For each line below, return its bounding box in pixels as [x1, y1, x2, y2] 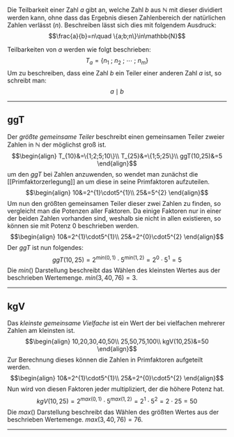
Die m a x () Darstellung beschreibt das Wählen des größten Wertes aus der [7, 408, 219, 416]
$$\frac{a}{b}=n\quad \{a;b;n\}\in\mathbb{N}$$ [48, 32, 186, 40]
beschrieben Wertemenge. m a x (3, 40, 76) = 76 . [7, 415, 143, 424]
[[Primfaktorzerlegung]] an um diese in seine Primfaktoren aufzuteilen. [7, 177, 210, 186]
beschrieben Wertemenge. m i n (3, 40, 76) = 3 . [7, 274, 138, 282]
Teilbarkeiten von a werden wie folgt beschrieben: [7, 45, 151, 54]
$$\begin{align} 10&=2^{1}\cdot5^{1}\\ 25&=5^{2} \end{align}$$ [25, 188, 209, 197]
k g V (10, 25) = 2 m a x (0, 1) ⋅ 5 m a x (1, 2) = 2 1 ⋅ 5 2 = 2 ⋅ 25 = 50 [36, 396, 198, 405]
